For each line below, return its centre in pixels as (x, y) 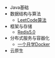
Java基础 (19, 7)
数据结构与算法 (25, 14)
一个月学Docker (33, 44)
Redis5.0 (26, 32)
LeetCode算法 (32, 20)
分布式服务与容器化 (30, 38)
